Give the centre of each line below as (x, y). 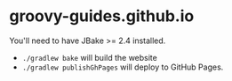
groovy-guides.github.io (102, 16)
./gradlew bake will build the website (89, 57)
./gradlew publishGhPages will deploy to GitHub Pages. (123, 67)
